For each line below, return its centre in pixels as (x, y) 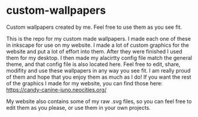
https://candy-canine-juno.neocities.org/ (56, 89)
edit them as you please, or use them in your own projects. (78, 107)
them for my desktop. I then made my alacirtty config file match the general (99, 58)
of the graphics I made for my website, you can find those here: (84, 83)
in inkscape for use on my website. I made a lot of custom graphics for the (98, 45)
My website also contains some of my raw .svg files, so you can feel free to (99, 101)
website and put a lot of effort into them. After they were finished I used (94, 51)
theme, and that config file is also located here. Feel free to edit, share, (93, 64)
